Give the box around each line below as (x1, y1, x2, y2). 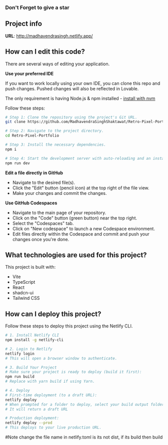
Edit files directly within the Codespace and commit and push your (12, 231, 149, 237)
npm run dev (5, 160, 30, 166)
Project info (5, 20, 42, 28)
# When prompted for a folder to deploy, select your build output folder (5, 402, 164, 407)
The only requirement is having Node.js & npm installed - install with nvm (5, 95, 155, 101)
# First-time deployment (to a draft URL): (5, 392, 97, 398)
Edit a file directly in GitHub (5, 170, 63, 176)
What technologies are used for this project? (5, 251, 147, 259)
